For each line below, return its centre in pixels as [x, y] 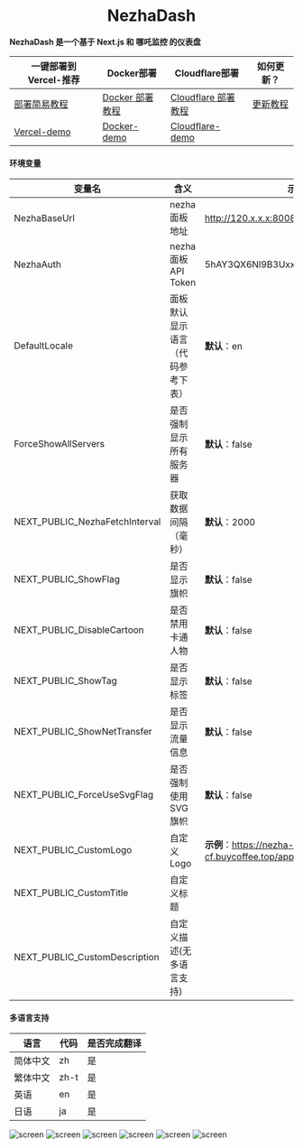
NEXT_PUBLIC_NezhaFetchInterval [87, 522]
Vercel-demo [42, 132]
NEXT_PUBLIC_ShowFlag [67, 579]
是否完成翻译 [114, 1043]
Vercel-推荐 [54, 79]
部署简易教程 [41, 104]
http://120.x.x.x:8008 [250, 218]
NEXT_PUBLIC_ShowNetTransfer [83, 732]
